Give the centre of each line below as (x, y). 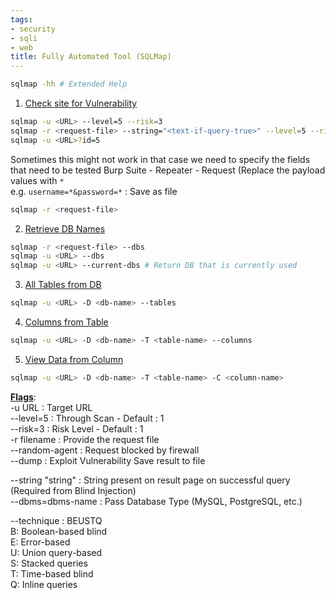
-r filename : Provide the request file (85, 439)
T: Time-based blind (52, 573)
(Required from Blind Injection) (73, 490)
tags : (21, 19)
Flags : (23, 397)
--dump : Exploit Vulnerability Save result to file (108, 460)
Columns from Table (66, 322)
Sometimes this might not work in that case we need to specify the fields (160, 159)
